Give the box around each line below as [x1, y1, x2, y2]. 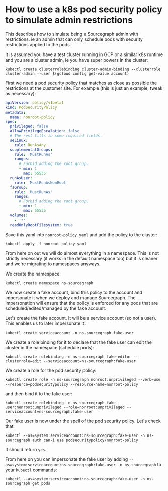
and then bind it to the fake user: [5, 390, 73, 397]
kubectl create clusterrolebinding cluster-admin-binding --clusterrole [5, 67, 161, 72]
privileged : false [10, 124, 49, 129]
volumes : [10, 213, 28, 218]
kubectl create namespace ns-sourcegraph [5, 280, 94, 286]
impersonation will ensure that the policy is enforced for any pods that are [5, 300, 158, 306]
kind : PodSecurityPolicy [5, 105, 57, 110]
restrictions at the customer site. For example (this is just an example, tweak [5, 85, 163, 91]
